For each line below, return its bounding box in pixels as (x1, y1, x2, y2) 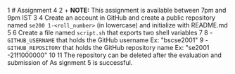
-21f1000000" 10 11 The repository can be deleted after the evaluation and (7, 51, 222, 59)
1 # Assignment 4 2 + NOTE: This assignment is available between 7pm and (7, 6, 227, 14)
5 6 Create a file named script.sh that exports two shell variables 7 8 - (7, 28, 213, 37)
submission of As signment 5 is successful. (7, 58, 133, 66)
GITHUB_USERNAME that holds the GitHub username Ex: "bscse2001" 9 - (7, 36, 209, 44)
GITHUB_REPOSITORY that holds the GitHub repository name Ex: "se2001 (7, 44, 210, 51)
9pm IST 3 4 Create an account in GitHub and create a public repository (7, 13, 216, 22)
